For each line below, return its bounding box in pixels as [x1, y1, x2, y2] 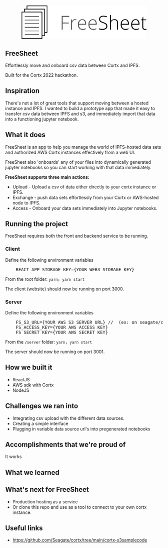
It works [5, 454, 22, 460]
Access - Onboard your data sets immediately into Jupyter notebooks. [12, 205, 157, 211]
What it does [5, 131, 46, 139]
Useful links [5, 524, 43, 532]
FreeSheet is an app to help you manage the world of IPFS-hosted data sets [5, 144, 161, 150]
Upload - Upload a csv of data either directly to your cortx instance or [12, 184, 156, 190]
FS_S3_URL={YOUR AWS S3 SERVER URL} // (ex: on [15, 319, 137, 325]
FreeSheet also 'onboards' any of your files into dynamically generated [5, 159, 151, 165]
